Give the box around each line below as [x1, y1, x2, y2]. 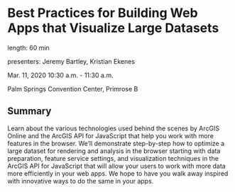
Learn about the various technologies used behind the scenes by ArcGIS [7, 124, 220, 132]
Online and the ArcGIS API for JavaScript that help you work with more [7, 131, 214, 140]
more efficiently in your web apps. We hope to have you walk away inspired [7, 169, 229, 178]
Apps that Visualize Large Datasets [7, 20, 219, 36]
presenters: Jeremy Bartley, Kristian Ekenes [7, 57, 136, 65]
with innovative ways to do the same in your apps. [7, 176, 154, 185]
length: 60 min [7, 43, 50, 52]
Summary [7, 105, 52, 118]
